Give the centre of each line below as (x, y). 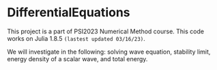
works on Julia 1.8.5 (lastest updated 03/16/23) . (76, 38)
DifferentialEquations (69, 13)
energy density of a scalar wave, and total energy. (77, 58)
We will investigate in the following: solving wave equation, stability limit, (109, 52)
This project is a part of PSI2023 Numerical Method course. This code (106, 31)
